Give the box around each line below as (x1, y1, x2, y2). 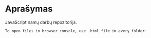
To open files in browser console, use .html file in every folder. (5, 28, 147, 33)
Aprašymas (5, 3, 53, 14)
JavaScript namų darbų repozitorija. (5, 19, 77, 25)
